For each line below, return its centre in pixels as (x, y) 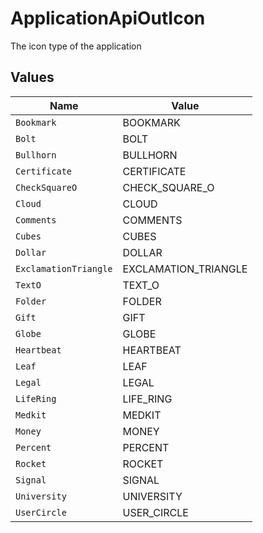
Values (32, 77)
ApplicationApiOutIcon (108, 18)
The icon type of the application (76, 46)
